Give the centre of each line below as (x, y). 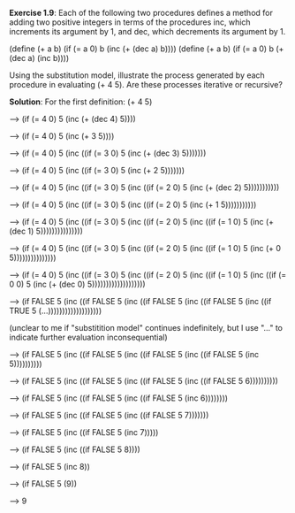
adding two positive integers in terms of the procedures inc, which (130, 22)
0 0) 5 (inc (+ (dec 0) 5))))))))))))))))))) (77, 284)
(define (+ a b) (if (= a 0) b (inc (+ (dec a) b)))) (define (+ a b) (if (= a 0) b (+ (147, 49)
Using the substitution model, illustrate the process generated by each (137, 75)
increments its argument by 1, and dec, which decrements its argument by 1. (147, 31)
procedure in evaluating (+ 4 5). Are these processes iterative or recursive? (146, 84)
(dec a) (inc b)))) (39, 58)
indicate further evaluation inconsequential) (88, 337)
